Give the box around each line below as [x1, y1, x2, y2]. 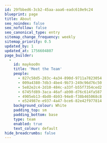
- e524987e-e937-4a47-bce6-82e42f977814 [17, 99, 102, 104]
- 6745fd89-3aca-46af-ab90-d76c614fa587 [17, 89, 102, 94]
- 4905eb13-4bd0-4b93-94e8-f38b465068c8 [17, 94, 102, 99]
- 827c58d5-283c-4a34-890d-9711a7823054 [17, 76, 102, 81]
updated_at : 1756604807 [4, 48, 54, 53]
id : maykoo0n [13, 62, 40, 67]
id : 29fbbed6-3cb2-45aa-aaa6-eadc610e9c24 [4, 7, 93, 12]
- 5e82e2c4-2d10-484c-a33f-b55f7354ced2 [17, 85, 102, 90]
